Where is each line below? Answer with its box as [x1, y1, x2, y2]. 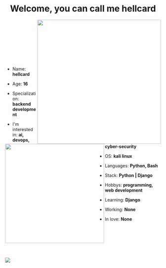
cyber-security [105, 143, 137, 149]
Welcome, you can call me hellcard [10, 3, 156, 14]
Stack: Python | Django [105, 172, 153, 178]
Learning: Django [105, 197, 141, 202]
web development [105, 187, 143, 193]
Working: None [105, 206, 136, 212]
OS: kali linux [105, 153, 132, 159]
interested [12, 126, 33, 132]
